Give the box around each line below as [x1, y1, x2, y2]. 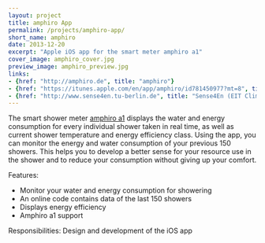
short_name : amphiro [8, 33, 77, 42]
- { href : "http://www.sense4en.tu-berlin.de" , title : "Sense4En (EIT [8, 92, 242, 100]
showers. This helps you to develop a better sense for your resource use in [8, 147, 252, 156]
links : [8, 70, 30, 78]
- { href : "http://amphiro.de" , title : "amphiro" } [8, 77, 175, 85]
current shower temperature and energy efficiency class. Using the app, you [8, 131, 256, 140]
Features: [8, 171, 39, 180]
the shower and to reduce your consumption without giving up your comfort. [8, 155, 257, 165]
